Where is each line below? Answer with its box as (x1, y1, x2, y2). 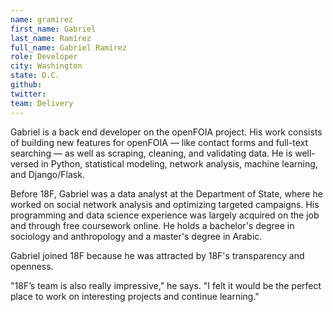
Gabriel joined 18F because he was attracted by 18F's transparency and (10, 249, 305, 261)
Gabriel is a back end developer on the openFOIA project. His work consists (10, 126, 323, 138)
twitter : (10, 89, 47, 99)
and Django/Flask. (10, 168, 85, 180)
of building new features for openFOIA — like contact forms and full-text (10, 136, 309, 148)
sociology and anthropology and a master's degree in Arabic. (10, 230, 263, 242)
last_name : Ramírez (10, 33, 92, 43)
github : (10, 80, 43, 90)
